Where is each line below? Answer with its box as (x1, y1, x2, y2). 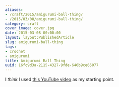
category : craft (5, 21, 39, 26)
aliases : (5, 7, 23, 12)
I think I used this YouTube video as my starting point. (5, 77, 115, 83)
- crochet (5, 49, 26, 54)
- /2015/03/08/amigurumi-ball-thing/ (5, 16, 83, 21)
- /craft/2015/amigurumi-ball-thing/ (5, 12, 83, 17)
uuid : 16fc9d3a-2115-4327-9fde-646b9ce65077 (5, 63, 99, 68)
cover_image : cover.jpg (5, 26, 55, 31)
